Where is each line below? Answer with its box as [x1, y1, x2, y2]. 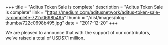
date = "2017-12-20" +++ [65, 20, 118, 26]
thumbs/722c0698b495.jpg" [5, 20, 64, 26]
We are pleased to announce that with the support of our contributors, [5, 30, 151, 35]
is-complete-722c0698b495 [5, 15, 64, 20]
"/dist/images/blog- [86, 15, 127, 20]
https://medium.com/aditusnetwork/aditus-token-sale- [47, 9, 160, 15]
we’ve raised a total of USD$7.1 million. [5, 35, 85, 41]
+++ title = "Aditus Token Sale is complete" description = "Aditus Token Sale [5, 4, 163, 10]
